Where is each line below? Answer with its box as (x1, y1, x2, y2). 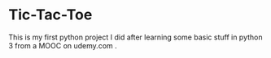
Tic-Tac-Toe (8, 6, 93, 24)
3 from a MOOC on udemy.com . (8, 40, 118, 50)
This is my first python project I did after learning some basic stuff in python (8, 32, 263, 42)
